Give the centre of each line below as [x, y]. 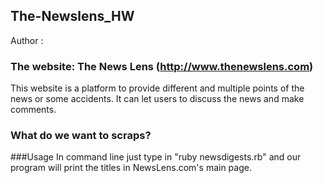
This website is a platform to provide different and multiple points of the [157, 88]
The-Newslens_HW [72, 16]
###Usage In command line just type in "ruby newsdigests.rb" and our [156, 157]
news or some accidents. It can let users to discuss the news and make [157, 99]
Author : [27, 40]
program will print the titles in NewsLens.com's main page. [131, 168]
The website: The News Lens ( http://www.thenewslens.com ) [162, 66]
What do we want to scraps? [81, 136]
